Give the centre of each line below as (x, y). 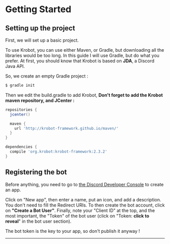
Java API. (15, 66)
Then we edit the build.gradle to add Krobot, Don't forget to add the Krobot (84, 95)
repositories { (21, 110)
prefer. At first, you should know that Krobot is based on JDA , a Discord (80, 61)
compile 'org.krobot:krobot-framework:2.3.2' (59, 152)
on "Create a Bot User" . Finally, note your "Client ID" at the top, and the (80, 210)
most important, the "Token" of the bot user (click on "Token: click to (77, 216)
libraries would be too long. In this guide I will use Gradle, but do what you (82, 55)
